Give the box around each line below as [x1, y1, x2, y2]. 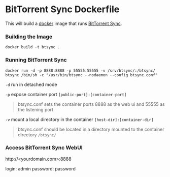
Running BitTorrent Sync [5, 56, 67, 64]
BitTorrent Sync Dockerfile [5, 4, 120, 15]
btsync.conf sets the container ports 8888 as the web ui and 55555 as [17, 101, 165, 107]
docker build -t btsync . [5, 45, 60, 50]
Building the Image [5, 33, 52, 40]
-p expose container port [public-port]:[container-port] [5, 91, 127, 97]
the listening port [17, 106, 54, 112]
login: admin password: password [5, 165, 76, 171]
